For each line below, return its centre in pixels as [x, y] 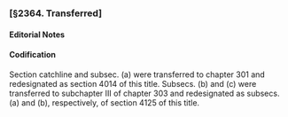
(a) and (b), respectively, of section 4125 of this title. [105, 102]
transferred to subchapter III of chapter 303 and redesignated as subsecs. [144, 93]
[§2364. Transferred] [56, 13]
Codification [32, 55]
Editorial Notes [37, 35]
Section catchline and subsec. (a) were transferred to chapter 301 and [137, 74]
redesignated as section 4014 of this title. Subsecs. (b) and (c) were [133, 83]
